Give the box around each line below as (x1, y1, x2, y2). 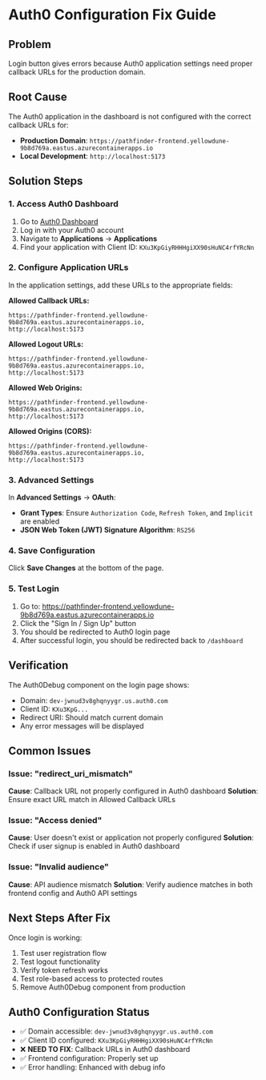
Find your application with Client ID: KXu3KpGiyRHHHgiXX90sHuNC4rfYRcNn (19, 242, 255, 251)
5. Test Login (8, 583, 60, 594)
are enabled (19, 516, 60, 526)
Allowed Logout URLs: (8, 339, 84, 349)
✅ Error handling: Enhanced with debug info (19, 1062, 166, 1072)
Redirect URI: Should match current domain (19, 713, 163, 722)
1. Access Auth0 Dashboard (8, 199, 119, 210)
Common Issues (8, 744, 91, 757)
